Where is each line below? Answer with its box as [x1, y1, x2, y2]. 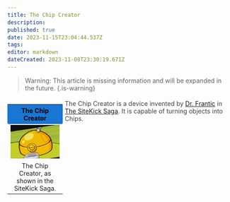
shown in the [16, 177, 54, 185]
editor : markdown [7, 49, 59, 56]
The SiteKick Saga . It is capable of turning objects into [64, 107, 223, 115]
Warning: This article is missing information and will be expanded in [24, 76, 222, 85]
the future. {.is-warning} [24, 83, 96, 92]
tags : [7, 41, 23, 49]
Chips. [64, 114, 84, 123]
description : [7, 18, 46, 26]
